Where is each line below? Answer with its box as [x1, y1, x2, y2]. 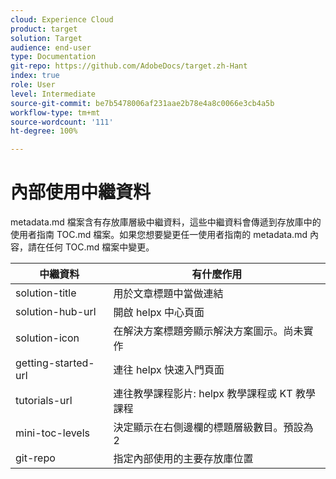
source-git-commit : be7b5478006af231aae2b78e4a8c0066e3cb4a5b [10, 98, 275, 108]
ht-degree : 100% [10, 126, 78, 136]
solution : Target [10, 33, 83, 43]
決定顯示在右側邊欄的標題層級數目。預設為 [113, 421, 314, 435]
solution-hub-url [15, 305, 97, 319]
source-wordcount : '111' [10, 117, 114, 127]
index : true [10, 71, 60, 81]
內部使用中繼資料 [10, 181, 152, 204]
